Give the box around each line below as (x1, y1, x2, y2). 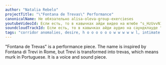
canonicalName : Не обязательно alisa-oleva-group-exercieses (5, 16, 134, 21)
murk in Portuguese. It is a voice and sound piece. (5, 54, 107, 60)
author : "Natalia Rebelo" (5, 7, 58, 12)
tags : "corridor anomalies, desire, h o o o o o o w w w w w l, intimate (5, 30, 161, 35)
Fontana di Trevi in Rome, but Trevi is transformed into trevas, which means (5, 49, 159, 55)
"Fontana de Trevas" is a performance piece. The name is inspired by (5, 44, 147, 49)
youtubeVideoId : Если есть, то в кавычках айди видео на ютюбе (5, 21, 138, 26)
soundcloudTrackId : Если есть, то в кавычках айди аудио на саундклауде (5, 26, 158, 31)
